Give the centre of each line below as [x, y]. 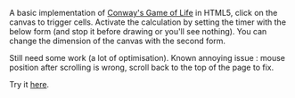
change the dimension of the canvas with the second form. [117, 41]
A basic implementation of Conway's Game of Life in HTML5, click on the [143, 13]
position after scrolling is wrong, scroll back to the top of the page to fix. [142, 67]
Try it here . [29, 84]
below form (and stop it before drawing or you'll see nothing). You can [138, 31]
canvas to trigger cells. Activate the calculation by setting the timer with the [148, 22]
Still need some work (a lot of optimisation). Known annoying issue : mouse [147, 58]
